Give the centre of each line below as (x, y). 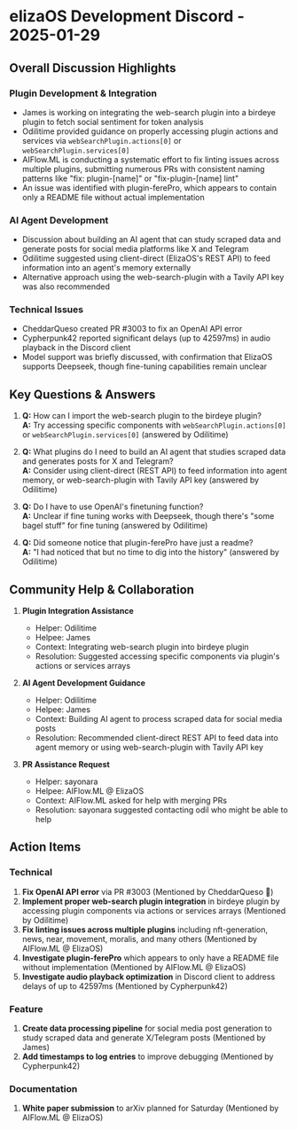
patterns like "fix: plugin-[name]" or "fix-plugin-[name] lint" (130, 178)
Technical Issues (47, 310)
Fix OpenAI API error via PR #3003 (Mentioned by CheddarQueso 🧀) (148, 891)
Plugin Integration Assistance (78, 611)
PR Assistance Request (66, 765)
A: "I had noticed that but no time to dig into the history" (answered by (150, 553)
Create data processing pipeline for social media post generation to (147, 1028)
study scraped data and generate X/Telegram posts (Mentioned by (144, 1038)
